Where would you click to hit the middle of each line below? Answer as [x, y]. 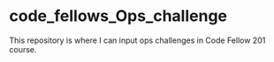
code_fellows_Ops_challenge [118, 16]
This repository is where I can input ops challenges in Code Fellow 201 [137, 40]
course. [23, 49]
